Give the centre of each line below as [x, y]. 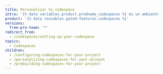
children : [15, 50]
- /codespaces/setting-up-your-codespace [52, 37]
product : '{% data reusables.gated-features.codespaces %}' [67, 18]
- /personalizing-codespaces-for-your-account [57, 59]
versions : [15, 23]
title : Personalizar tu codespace [40, 9]
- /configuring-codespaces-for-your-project [55, 55]
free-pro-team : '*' [29, 28]
